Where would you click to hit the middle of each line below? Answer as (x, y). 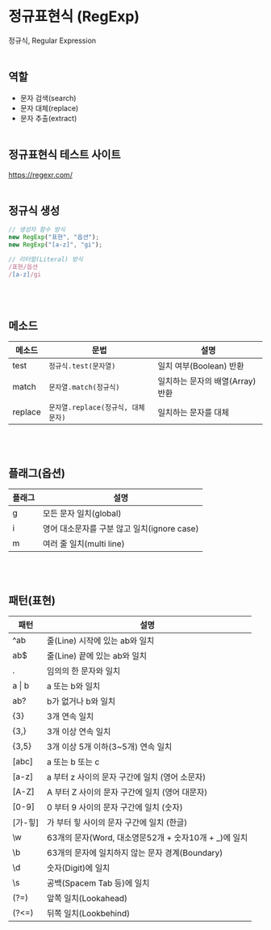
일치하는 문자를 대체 (194, 413)
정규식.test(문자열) (82, 366)
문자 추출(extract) (48, 118)
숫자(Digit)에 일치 (79, 868)
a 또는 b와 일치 (74, 686)
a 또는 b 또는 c (73, 762)
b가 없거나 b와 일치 (81, 701)
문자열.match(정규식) (84, 387)
